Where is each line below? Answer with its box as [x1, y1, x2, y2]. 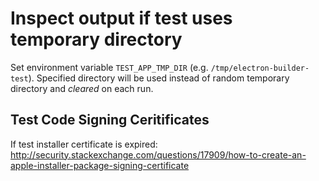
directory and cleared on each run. [10, 82, 154, 94]
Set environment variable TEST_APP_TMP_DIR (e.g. [10, 61, 209, 73]
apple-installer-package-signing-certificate [10, 159, 190, 171]
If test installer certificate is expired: [10, 138, 158, 150]
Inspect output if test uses [10, 7, 233, 30]
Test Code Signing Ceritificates [10, 112, 210, 129]
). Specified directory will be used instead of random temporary [28, 72, 290, 84]
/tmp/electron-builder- [210, 63, 310, 73]
